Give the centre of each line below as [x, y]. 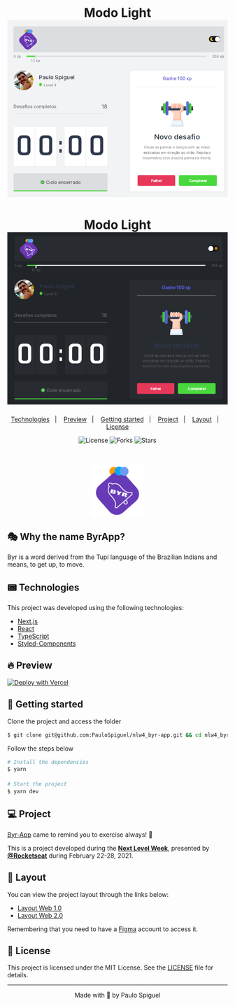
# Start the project [37, 784]
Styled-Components [47, 644]
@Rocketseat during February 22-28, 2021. [70, 856]
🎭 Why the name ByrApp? [66, 537]
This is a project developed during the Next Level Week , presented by [108, 848]
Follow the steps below [40, 748]
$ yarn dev [23, 792]
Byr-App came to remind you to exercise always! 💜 [80, 835]
